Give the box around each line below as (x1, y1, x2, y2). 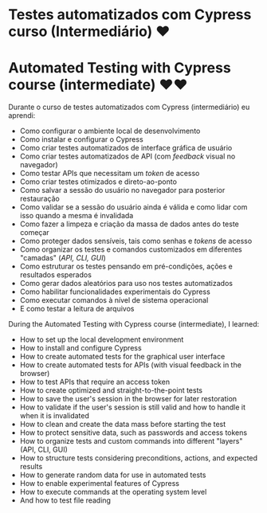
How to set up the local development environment (19, 335, 184, 344)
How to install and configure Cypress (19, 343, 142, 353)
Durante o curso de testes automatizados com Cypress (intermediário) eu (8, 102, 250, 112)
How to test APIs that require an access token (19, 377, 170, 387)
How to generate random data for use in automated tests (19, 470, 206, 480)
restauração (19, 194, 60, 204)
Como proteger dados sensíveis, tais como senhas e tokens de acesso (19, 237, 253, 246)
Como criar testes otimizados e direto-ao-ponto (19, 177, 178, 186)
